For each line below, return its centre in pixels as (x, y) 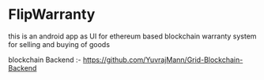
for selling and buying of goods (59, 44)
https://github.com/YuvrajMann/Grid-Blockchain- (163, 60)
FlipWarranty (52, 15)
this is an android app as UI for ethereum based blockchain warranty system (132, 36)
